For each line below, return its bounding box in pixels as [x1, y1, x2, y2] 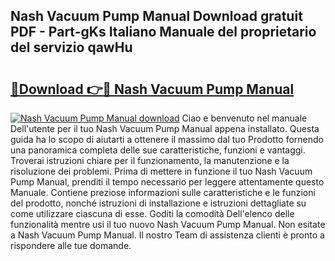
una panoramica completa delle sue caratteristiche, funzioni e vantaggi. [10, 144, 306, 156]
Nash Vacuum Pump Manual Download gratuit [10, 8, 303, 25]
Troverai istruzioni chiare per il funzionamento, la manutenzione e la [10, 155, 290, 166]
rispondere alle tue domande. [10, 240, 132, 251]
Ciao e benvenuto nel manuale [181, 112, 308, 124]
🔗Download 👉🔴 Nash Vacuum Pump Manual [10, 80, 295, 98]
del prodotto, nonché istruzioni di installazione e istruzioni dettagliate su [10, 197, 307, 209]
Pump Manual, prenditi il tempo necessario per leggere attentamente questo [10, 176, 325, 188]
